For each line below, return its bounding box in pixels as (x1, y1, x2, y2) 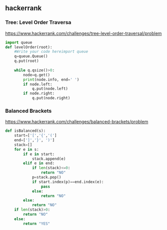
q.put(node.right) (31, 96, 70, 101)
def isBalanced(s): (5, 128, 46, 134)
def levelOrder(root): (5, 44, 52, 49)
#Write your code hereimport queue (14, 49, 88, 54)
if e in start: (23, 152, 55, 157)
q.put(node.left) (31, 86, 68, 91)
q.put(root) (14, 58, 39, 64)
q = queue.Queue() (14, 54, 48, 59)
